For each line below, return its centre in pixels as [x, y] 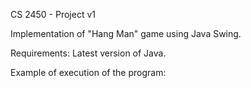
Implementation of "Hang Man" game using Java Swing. [126, 33]
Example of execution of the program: [88, 72]
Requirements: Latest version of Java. [88, 53]
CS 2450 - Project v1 [53, 14]
